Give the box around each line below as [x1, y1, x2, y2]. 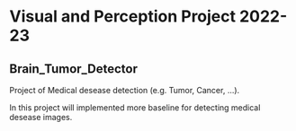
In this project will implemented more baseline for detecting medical [9, 102, 261, 113]
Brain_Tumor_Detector [9, 61, 138, 76]
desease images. [9, 112, 73, 122]
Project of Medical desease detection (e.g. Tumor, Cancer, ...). [9, 85, 240, 95]
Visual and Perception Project [9, 6, 237, 27]
